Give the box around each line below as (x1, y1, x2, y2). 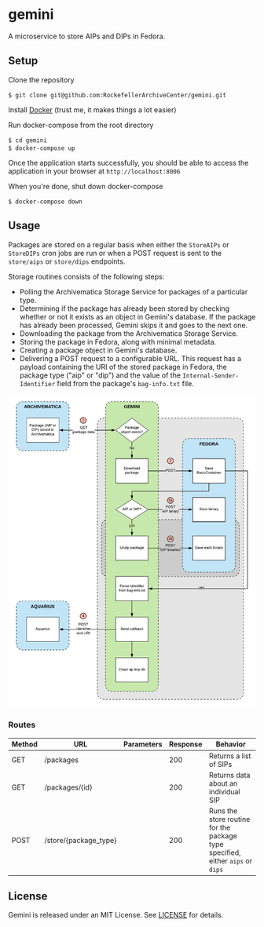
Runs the (209, 806, 238, 816)
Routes (8, 720, 36, 731)
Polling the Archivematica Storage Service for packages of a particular (19, 286, 248, 296)
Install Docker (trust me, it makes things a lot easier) (8, 104, 177, 115)
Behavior (215, 739, 246, 749)
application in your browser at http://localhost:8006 (8, 166, 181, 176)
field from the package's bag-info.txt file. (57, 378, 194, 388)
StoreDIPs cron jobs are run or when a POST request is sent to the (8, 248, 222, 257)
